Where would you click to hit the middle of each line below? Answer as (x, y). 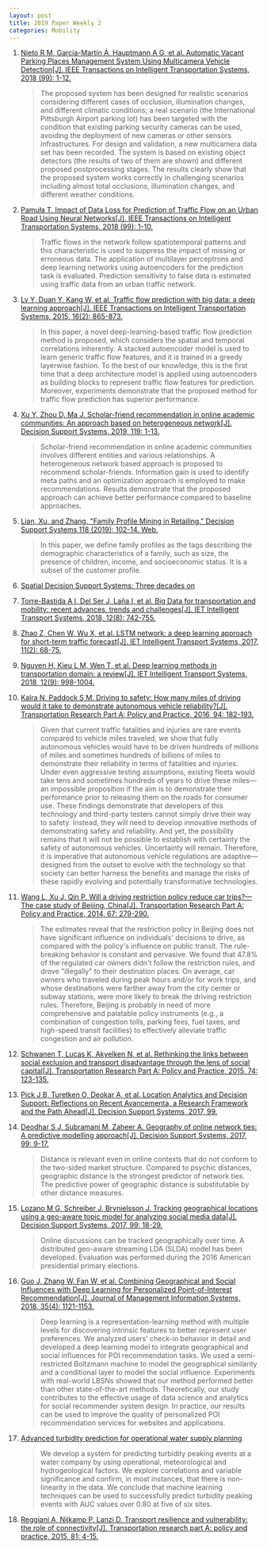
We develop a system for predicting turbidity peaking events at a (146, 1454)
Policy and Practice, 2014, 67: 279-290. (85, 914)
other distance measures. (82, 1193)
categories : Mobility (45, 30)
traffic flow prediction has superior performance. (120, 399)
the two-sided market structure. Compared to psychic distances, (146, 1168)
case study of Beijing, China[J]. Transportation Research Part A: (140, 906)
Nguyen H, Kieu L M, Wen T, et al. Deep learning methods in (118, 665)
